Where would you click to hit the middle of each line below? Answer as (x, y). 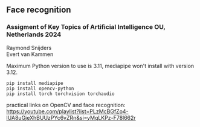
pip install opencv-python (40, 88)
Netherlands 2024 (34, 34)
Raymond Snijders (29, 48)
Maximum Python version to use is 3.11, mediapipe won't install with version (100, 66)
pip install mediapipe (35, 83)
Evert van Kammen (30, 54)
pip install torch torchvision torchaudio (60, 94)
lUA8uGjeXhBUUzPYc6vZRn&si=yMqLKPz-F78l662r (71, 117)
